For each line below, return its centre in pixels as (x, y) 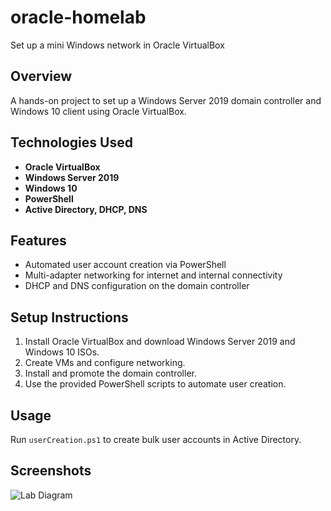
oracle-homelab (78, 17)
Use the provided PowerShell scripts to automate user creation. (155, 384)
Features (38, 240)
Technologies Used (71, 142)
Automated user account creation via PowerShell (125, 265)
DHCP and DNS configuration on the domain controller (137, 286)
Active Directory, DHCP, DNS (86, 209)
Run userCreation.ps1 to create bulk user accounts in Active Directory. (156, 439)
